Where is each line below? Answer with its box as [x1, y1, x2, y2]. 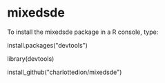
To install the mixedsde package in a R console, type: [7, 28, 159, 36]
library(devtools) [7, 54, 55, 63]
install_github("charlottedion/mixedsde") [7, 68, 122, 76]
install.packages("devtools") [7, 41, 88, 49]
